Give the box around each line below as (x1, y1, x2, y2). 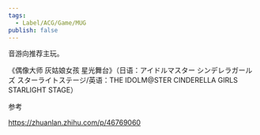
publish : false (8, 26, 58, 34)
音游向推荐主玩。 (8, 49, 64, 58)
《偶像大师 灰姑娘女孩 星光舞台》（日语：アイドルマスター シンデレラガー (8, 66, 247, 75)
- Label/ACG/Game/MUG (15, 19, 87, 27)
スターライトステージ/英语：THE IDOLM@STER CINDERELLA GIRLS (17, 76, 239, 85)
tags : (8, 11, 26, 20)
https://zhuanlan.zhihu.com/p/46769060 (8, 118, 141, 127)
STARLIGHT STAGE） (8, 85, 77, 95)
